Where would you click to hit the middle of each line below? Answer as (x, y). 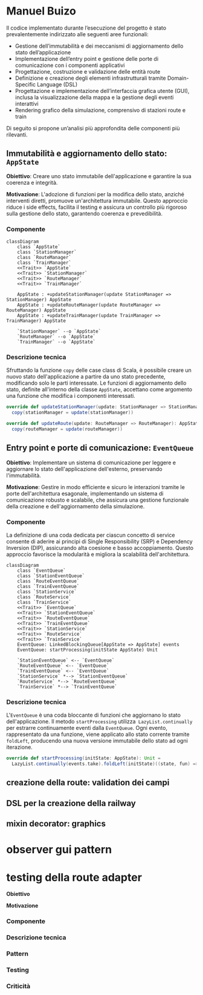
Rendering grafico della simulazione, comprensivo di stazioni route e (100, 110)
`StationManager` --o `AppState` (59, 331)
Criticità (18, 986)
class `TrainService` (44, 602)
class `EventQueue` (42, 571)
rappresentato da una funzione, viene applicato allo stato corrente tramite (98, 734)
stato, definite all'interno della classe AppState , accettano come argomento (99, 389)
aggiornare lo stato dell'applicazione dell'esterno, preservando (84, 469)
